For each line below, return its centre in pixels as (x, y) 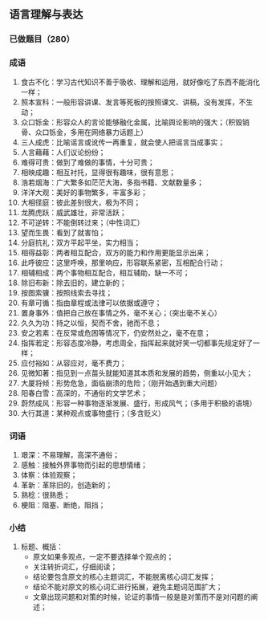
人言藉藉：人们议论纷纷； (63, 152)
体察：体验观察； (49, 474)
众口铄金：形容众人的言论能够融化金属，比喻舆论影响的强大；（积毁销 (135, 122)
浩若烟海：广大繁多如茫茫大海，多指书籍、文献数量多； (112, 182)
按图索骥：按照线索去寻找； (67, 292)
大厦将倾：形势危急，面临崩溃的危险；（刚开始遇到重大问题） (121, 383)
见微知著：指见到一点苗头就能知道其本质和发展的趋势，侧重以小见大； (137, 373)
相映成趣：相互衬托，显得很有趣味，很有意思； (98, 172)
